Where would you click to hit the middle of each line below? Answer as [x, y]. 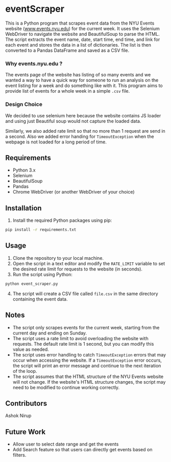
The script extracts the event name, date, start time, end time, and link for [83, 39]
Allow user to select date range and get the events [66, 444]
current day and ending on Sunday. [50, 333]
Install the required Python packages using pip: [62, 220]
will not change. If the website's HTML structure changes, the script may [89, 382]
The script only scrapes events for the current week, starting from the [86, 327]
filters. [19, 455]
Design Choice [24, 104]
